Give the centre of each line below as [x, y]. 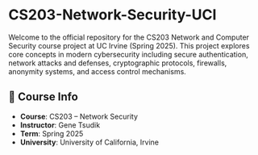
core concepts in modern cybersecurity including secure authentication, [128, 54]
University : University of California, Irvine [89, 142]
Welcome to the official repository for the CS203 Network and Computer [129, 37]
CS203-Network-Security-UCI [112, 15]
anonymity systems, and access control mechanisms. [98, 71]
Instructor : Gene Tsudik [60, 125]
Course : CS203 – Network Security [79, 116]
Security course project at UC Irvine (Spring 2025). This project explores [129, 45]
